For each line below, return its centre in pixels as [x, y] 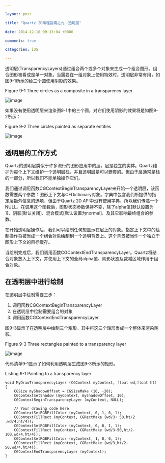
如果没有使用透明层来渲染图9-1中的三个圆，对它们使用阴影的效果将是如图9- [82, 110]
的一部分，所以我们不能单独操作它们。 [44, 178]
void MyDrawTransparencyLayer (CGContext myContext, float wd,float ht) [81, 383]
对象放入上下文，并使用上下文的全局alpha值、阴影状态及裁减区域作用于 [81, 258]
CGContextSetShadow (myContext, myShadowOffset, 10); [70, 395]
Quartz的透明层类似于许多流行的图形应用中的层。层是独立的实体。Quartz [79, 165]
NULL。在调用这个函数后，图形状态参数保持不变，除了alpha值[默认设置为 [79, 207]
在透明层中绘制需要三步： [31, 294]
